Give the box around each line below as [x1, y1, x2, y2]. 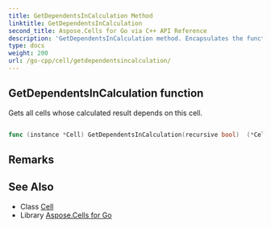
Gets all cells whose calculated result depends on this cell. [8, 108, 203, 118]
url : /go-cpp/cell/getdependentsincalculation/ [8, 57, 172, 65]
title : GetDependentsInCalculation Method [8, 11, 153, 20]
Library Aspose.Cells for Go [19, 210, 112, 220]
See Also [8, 180, 54, 194]
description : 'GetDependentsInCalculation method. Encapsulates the [8, 34, 244, 43]
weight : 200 [8, 49, 48, 57]
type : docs [8, 42, 45, 50]
